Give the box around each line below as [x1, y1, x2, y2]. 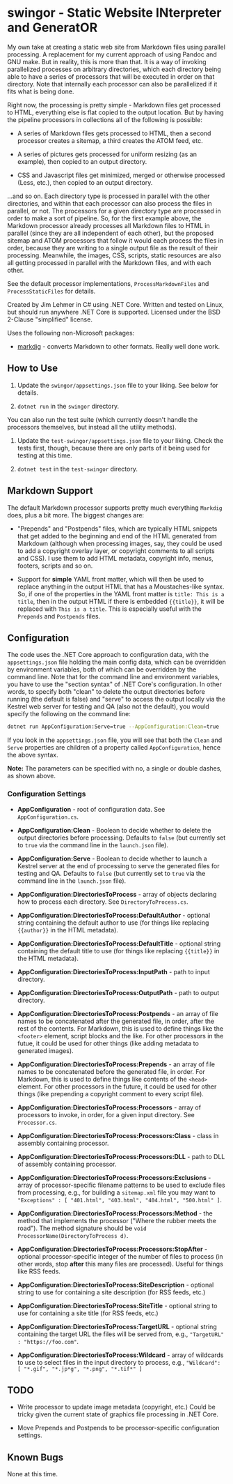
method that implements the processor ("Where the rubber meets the [17, 1216, 217, 1225]
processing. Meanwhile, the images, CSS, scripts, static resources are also [7, 251, 221, 259]
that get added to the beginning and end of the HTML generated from [17, 531, 217, 540]
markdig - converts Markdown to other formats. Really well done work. [17, 342, 220, 350]
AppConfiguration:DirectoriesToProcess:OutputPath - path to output [17, 988, 220, 997]
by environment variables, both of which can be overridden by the [7, 665, 197, 674]
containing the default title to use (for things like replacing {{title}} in [17, 946, 220, 955]
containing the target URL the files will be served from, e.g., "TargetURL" [17, 1330, 225, 1338]
